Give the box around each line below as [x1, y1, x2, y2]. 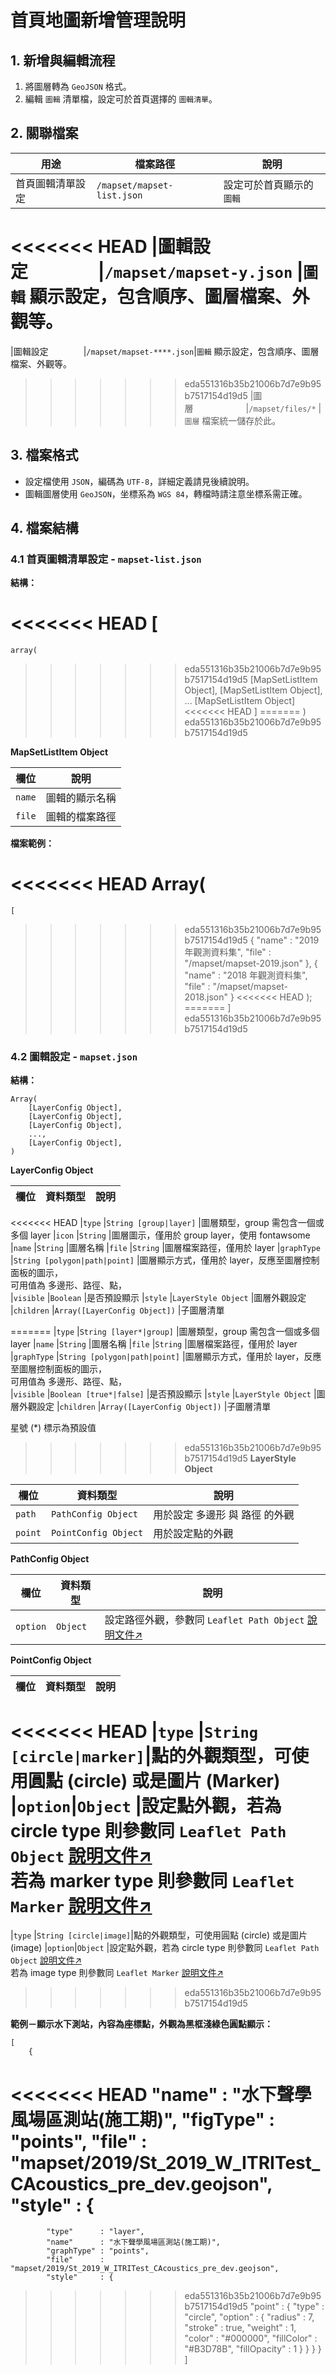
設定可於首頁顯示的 [223, 177, 314, 191]
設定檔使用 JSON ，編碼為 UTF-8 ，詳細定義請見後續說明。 [24, 475, 255, 487]
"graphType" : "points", [46, 2246, 150, 2256]
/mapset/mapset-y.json [104, 264, 293, 282]
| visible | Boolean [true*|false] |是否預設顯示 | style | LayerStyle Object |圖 [10, 1388, 326, 1400]
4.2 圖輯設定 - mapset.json [10, 1050, 138, 1064]
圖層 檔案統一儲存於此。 [184, 414, 282, 426]
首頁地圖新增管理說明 [10, 9, 187, 32]
